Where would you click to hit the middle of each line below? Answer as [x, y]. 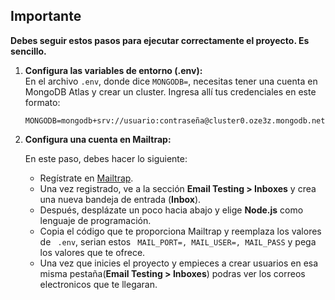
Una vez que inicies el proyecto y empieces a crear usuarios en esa [179, 263]
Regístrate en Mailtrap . [86, 178]
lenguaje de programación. [95, 220]
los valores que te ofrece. [92, 252]
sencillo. [28, 51]
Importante [46, 16]
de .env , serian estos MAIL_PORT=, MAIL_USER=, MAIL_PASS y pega [178, 241]
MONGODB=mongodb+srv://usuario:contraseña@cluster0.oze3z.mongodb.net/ [177, 120]
